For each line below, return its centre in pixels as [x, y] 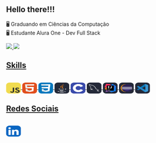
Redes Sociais [32, 109]
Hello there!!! [30, 10]
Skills [16, 66]
